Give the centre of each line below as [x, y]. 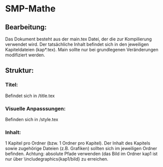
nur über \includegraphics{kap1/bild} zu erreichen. [57, 159]
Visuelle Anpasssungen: [36, 109]
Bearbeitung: [26, 27]
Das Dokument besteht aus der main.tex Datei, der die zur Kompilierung [79, 39]
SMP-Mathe [30, 9]
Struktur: [19, 71]
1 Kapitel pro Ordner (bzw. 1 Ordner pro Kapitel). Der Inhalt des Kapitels [78, 143]
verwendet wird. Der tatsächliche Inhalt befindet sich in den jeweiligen [77, 44]
